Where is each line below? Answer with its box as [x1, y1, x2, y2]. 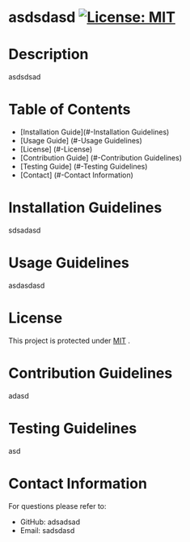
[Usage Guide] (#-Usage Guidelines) [19, 136, 143, 146]
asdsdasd [8, 8, 76, 27]
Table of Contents [8, 100, 131, 119]
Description [8, 45, 89, 64]
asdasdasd [8, 280, 45, 290]
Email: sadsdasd [19, 525, 75, 535]
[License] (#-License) [19, 144, 93, 154]
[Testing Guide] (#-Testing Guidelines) [19, 162, 148, 172]
